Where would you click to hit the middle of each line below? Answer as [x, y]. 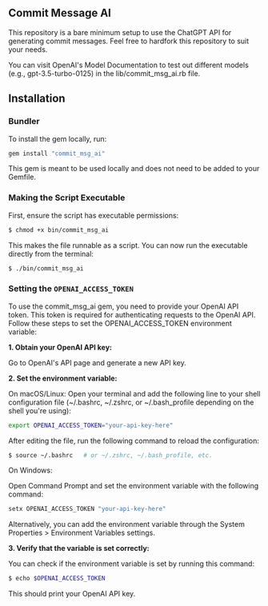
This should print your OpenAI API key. [72, 594]
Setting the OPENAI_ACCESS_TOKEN [71, 289]
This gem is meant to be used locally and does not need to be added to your [134, 169]
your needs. [28, 49]
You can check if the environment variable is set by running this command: [131, 564]
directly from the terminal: [51, 253]
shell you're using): [40, 410]
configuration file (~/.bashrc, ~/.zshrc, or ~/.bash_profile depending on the [131, 402]
